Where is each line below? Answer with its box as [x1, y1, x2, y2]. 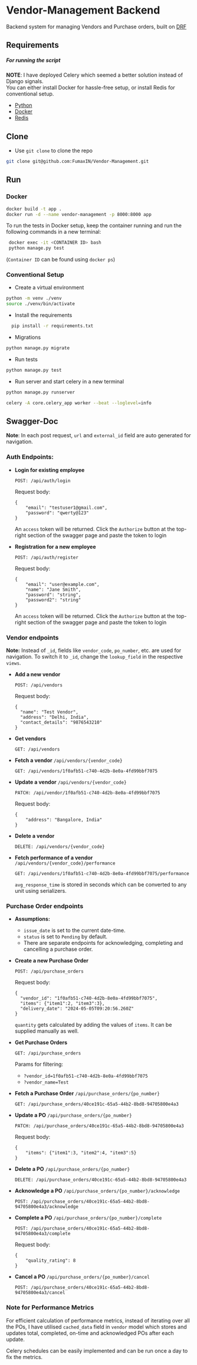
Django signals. [6, 78, 44, 85]
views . [6, 659, 21, 666]
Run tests [14, 355, 38, 363]
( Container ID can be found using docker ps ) [6, 256, 116, 263]
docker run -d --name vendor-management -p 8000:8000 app [6, 211, 152, 217]
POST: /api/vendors [14, 682, 63, 688]
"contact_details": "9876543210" [20, 719, 103, 725]
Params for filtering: [14, 1060, 64, 1068]
